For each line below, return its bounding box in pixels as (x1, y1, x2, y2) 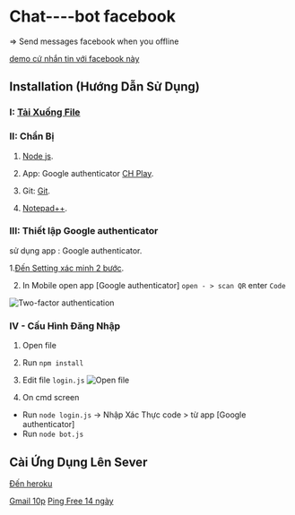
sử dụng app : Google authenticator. (9, 245, 143, 256)
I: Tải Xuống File (9, 106, 81, 118)
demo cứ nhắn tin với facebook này (9, 53, 140, 64)
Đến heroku (9, 477, 53, 489)
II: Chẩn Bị (9, 130, 55, 142)
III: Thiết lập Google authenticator (9, 225, 159, 237)
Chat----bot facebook (9, 6, 177, 27)
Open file (22, 340, 56, 351)
